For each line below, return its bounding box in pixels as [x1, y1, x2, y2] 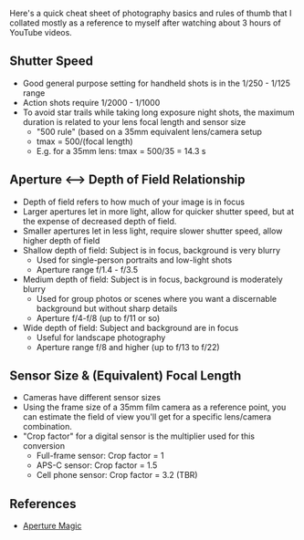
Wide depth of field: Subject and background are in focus [22, 322, 239, 333]
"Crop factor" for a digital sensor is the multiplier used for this [22, 431, 256, 441]
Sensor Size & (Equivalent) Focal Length [9, 369, 242, 384]
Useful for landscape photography [36, 332, 166, 343]
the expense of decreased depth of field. [22, 215, 177, 226]
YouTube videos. [9, 27, 73, 37]
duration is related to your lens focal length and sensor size [22, 116, 246, 127]
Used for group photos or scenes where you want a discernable [36, 293, 277, 304]
